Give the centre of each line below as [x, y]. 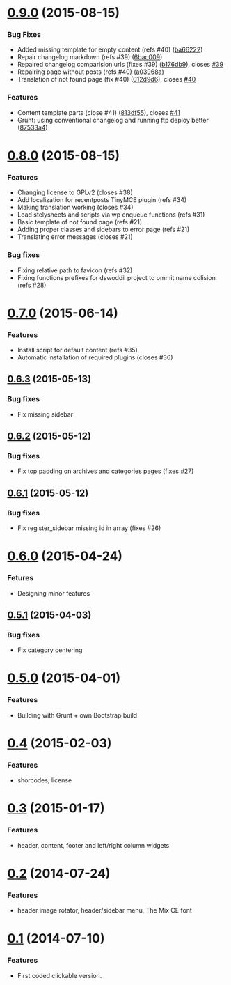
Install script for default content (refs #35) [77, 350]
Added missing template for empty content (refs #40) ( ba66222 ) [110, 49]
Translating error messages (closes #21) [75, 237]
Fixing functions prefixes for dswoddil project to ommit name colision [116, 277]
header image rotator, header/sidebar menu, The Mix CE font [105, 910]
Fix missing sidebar [45, 414]
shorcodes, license [45, 780]
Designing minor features [54, 593]
